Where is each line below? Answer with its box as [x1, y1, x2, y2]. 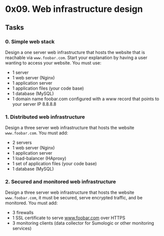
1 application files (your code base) [12, 85, 84, 91]
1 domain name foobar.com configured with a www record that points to [12, 96, 160, 102]
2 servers [12, 140, 32, 146]
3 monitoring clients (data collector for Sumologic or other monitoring [12, 220, 155, 226]
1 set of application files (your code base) [12, 161, 97, 167]
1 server [12, 69, 29, 75]
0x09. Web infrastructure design [5, 3, 143, 15]
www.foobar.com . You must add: [5, 130, 68, 136]
